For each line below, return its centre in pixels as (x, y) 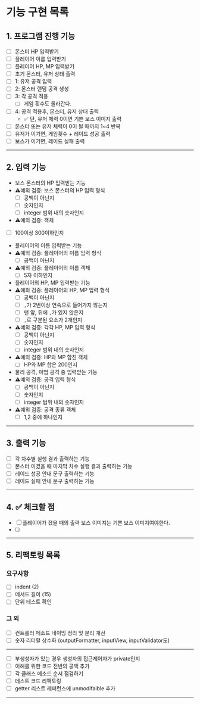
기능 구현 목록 (37, 12)
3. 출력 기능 (26, 443)
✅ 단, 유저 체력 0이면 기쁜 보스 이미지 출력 (73, 119)
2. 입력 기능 (26, 167)
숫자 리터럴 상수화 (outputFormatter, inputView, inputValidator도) (92, 640)
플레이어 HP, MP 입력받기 (45, 67)
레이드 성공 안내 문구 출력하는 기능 (54, 474)
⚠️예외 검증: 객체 (34, 220)
